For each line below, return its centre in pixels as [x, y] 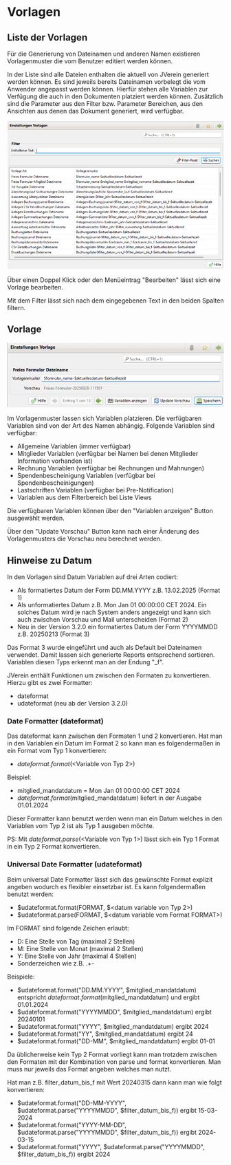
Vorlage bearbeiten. [35, 287]
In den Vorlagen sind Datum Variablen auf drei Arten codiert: [93, 577]
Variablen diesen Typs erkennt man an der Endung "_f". [86, 662]
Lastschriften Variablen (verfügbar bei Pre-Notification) [95, 490]
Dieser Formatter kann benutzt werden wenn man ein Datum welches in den [115, 818]
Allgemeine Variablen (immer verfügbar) [74, 446]
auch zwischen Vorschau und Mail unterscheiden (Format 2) [102, 619]
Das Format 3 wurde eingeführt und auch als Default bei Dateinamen [104, 647]
